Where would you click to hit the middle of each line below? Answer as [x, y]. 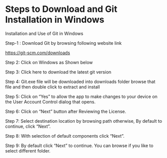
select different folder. [28, 151]
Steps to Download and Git [61, 9]
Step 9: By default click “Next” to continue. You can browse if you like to [79, 146]
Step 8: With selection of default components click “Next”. [65, 136]
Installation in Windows [55, 20]
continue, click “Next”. [28, 126]
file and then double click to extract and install [53, 87]
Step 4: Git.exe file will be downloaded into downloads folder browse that [80, 81]
